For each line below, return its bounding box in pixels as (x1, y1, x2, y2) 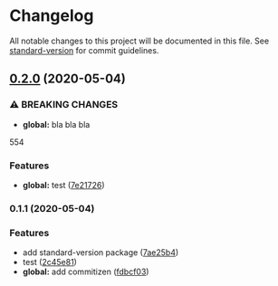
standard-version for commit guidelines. (9, 44, 159, 55)
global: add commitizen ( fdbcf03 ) (22, 266, 149, 277)
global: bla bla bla (22, 119, 91, 129)
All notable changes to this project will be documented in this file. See (9, 35, 270, 46)
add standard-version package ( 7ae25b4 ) (22, 247, 179, 258)
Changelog (9, 5, 94, 26)
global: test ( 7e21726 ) (22, 179, 106, 190)
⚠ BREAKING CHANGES (9, 99, 119, 111)
